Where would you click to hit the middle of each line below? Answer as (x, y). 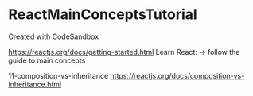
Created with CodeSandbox (54, 36)
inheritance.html (35, 84)
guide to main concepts (47, 60)
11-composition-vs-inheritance (58, 75)
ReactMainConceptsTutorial (103, 15)
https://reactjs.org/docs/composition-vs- (177, 75)
